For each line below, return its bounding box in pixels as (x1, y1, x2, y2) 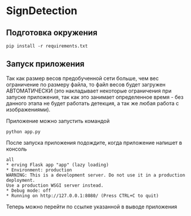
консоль (6, 145, 28, 152)
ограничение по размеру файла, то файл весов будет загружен (6, 81, 166, 88)
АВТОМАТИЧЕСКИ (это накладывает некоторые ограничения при (6, 87, 172, 94)
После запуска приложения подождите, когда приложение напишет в (6, 139, 182, 146)
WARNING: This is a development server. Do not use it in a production (6, 172, 185, 178)
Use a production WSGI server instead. (6, 182, 104, 188)
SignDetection (6, 4, 78, 18)
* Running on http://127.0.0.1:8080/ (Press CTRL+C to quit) (6, 192, 159, 198)
